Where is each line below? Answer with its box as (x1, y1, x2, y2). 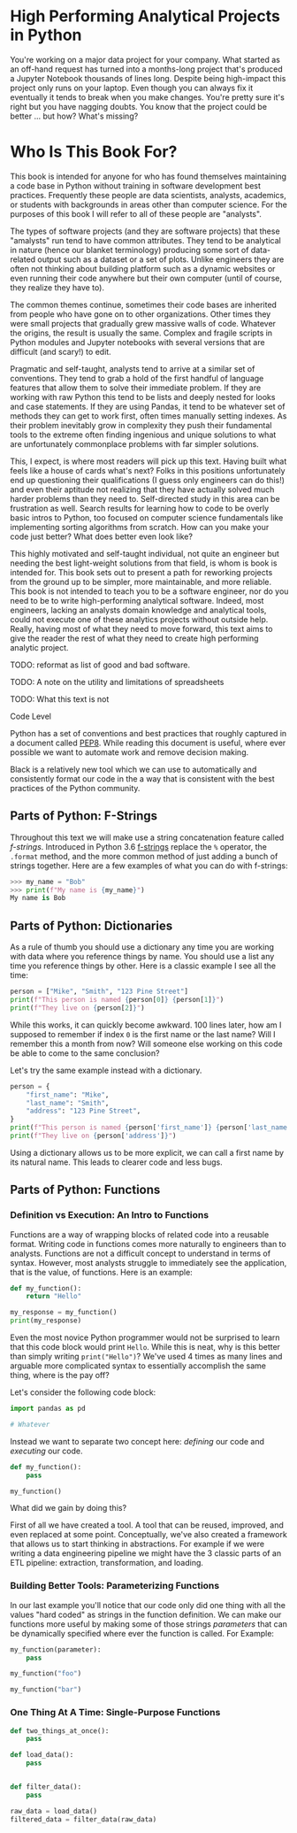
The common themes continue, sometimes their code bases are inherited (10, 299, 278, 310)
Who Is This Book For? (10, 142, 178, 162)
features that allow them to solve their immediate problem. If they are (10, 382, 262, 393)
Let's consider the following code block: (10, 1387, 156, 1398)
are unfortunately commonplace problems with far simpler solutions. (10, 438, 259, 449)
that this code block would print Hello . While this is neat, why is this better (10, 1342, 281, 1352)
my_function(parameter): (10, 1644, 102, 1654)
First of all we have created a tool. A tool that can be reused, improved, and (10, 1520, 284, 1530)
